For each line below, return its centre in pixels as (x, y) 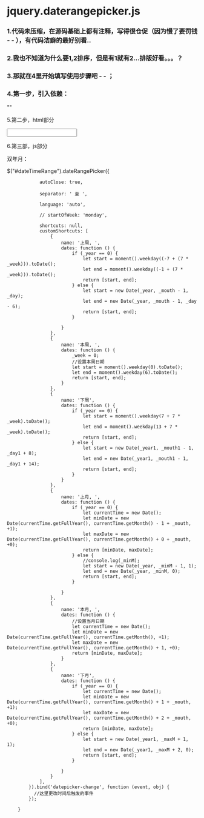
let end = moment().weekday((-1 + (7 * (133, 269)
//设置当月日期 (88, 621)
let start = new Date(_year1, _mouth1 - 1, (138, 448)
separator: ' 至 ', (63, 194)
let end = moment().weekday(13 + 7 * (130, 427)
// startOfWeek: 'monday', (73, 215)
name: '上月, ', (81, 497)
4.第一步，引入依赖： (38, 93)
